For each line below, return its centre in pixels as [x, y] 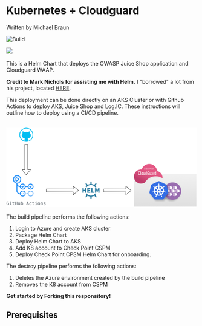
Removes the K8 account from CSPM [61, 284]
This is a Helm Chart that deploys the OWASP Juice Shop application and [97, 63]
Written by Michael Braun [38, 27]
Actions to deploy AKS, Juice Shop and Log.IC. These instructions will [93, 106]
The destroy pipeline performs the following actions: [72, 266]
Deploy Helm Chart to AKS [48, 242]
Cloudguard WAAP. [30, 70]
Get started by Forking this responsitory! [59, 296]
